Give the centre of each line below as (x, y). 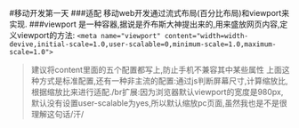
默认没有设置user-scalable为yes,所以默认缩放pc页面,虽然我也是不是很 (159, 103)
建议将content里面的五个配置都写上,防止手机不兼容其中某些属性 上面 (156, 70)
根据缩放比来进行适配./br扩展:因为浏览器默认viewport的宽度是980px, (157, 92)
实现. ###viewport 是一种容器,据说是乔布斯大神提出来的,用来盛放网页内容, (145, 24)
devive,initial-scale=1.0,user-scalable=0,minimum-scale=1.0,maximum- (143, 44)
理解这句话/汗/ (57, 114)
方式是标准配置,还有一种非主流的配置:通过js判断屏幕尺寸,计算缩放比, (163, 81)
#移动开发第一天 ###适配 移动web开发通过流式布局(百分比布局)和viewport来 (149, 13)
